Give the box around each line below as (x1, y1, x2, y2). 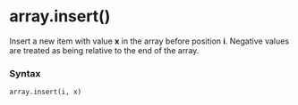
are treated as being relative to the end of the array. (9, 44, 200, 55)
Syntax (9, 67, 41, 79)
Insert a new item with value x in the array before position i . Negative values (9, 36, 289, 46)
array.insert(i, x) (9, 87, 82, 97)
